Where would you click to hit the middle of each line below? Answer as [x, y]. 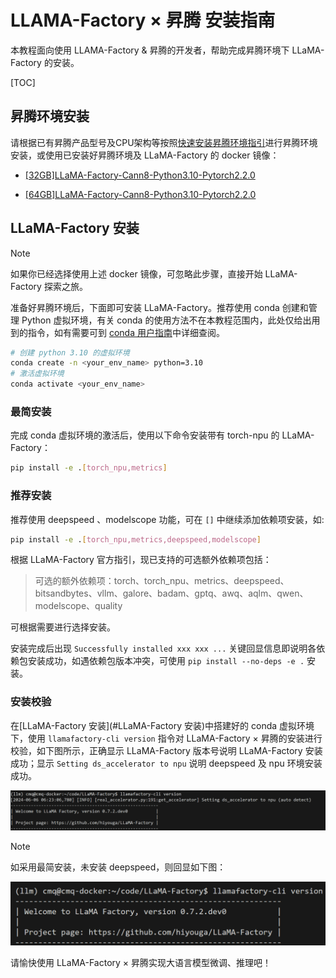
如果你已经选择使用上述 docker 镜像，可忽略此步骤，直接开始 [136, 273]
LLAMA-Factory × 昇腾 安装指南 [143, 20]
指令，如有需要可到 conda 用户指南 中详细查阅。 [126, 332]
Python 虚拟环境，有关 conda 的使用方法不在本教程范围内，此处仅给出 [166, 320]
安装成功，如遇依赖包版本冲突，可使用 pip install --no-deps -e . [166, 661]
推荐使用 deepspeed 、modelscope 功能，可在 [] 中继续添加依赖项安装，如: [167, 519]
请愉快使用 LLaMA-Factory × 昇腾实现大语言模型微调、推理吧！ [141, 963]
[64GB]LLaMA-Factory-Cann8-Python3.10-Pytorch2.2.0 [140, 194]
